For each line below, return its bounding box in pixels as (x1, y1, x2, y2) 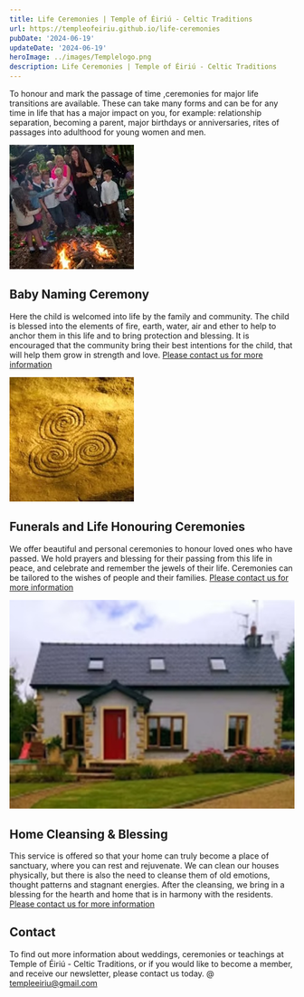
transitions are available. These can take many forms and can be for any (9, 98, 279, 109)
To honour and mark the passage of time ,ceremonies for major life (9, 89, 260, 99)
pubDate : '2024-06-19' (9, 33, 95, 43)
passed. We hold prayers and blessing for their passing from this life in (9, 553, 273, 564)
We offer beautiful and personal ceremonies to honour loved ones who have (9, 543, 293, 554)
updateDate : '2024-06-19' (9, 43, 107, 52)
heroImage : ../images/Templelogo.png (9, 52, 152, 62)
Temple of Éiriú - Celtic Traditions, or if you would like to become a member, (9, 958, 293, 969)
